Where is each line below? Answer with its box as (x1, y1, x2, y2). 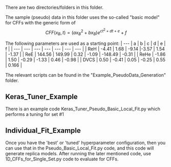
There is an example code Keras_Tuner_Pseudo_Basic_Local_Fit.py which (5, 106, 160, 112)
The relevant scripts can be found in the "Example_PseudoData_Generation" (5, 72, 166, 78)
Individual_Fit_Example (5, 126, 81, 135)
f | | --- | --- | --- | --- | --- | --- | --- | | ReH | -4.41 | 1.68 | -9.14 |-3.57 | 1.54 (5, 46, 165, 52)
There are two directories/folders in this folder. (5, 5, 104, 10)
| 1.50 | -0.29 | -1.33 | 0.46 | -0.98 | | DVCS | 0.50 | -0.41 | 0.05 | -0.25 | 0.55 (5, 57, 165, 63)
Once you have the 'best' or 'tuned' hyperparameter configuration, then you (5, 139, 166, 146)
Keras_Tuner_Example (5, 92, 78, 101)
